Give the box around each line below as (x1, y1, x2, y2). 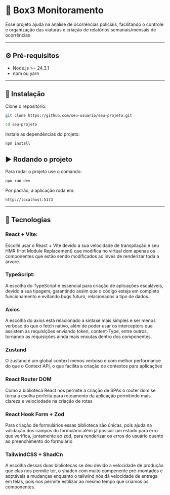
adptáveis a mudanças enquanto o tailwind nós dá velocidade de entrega (5, 473, 158, 479)
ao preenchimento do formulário (5, 438, 73, 444)
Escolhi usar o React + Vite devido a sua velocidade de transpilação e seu (5, 242, 159, 249)
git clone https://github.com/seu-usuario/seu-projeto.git (5, 113, 133, 118)
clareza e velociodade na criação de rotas (5, 398, 93, 404)
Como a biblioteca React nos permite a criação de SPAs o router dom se (5, 387, 156, 393)
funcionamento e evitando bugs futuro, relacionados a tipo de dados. (5, 293, 150, 299)
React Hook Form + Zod (5, 410, 65, 418)
